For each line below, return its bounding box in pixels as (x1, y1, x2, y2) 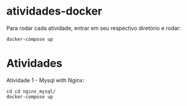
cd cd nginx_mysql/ (6, 88, 56, 94)
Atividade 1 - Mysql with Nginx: (6, 76, 84, 83)
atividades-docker (6, 4, 103, 18)
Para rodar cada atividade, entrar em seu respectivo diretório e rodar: (6, 24, 182, 32)
